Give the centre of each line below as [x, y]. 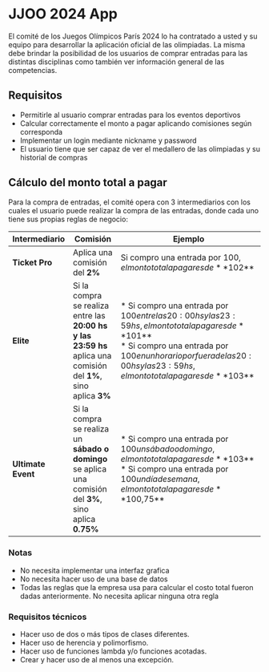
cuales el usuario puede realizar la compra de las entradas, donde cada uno [133, 210]
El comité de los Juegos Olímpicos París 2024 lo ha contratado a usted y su [133, 36]
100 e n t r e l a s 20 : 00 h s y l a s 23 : [178, 315]
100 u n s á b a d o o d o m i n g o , [168, 448]
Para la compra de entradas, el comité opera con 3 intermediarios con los [129, 202]
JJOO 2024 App [63, 14]
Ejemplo [189, 239]
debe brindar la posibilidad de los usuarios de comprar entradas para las [128, 53]
